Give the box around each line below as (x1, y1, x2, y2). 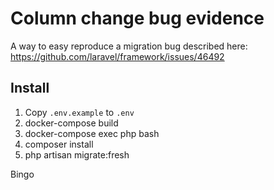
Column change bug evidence (10, 7, 265, 30)
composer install (24, 138, 94, 150)
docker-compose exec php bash (24, 127, 160, 139)
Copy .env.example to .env (24, 106, 135, 118)
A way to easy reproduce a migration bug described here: (10, 40, 248, 52)
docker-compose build (24, 117, 119, 129)
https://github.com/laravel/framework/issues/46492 (10, 50, 225, 62)
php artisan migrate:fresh (24, 148, 130, 161)
